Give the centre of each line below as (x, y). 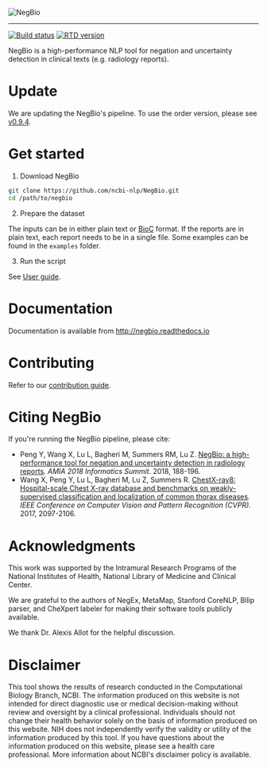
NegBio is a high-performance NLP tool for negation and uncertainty (120, 51)
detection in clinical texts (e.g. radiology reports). (89, 59)
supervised (38, 497)
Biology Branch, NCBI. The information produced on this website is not (124, 695)
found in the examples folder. (54, 245)
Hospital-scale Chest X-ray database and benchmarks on (114, 488)
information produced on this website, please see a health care (112, 746)
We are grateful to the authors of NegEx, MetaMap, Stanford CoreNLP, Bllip (132, 601)
